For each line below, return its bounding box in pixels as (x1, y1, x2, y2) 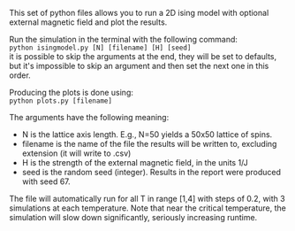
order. (9, 70, 31, 81)
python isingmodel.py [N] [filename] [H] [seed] (9, 43, 192, 52)
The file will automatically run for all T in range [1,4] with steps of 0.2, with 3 (9, 194, 285, 204)
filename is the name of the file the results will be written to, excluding (21, 139, 277, 149)
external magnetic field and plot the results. (9, 17, 168, 27)
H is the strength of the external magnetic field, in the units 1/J (21, 158, 249, 167)
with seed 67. (21, 176, 71, 187)
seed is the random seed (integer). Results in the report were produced (21, 167, 281, 177)
